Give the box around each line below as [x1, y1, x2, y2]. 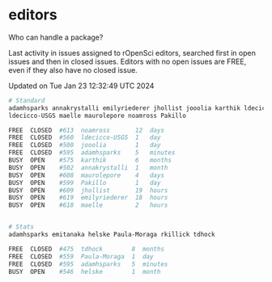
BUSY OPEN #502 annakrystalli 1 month [8, 163, 168, 171]
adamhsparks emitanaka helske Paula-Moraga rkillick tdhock [8, 230, 216, 239]
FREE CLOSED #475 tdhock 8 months [8, 245, 164, 253]
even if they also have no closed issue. [8, 65, 138, 74]
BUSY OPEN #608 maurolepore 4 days [8, 171, 164, 179]
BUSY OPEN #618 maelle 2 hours [8, 201, 168, 209]
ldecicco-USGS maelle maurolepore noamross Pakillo [8, 112, 186, 120]
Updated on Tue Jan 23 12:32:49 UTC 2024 [8, 81, 155, 90]
